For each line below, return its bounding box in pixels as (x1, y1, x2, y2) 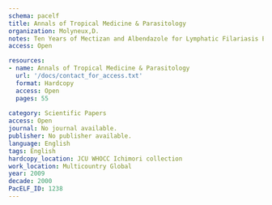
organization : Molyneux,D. (8, 27, 100, 35)
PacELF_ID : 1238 (8, 185, 63, 193)
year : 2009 (8, 169, 45, 178)
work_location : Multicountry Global (8, 162, 132, 170)
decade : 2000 (8, 177, 53, 186)
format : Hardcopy (15, 79, 74, 88)
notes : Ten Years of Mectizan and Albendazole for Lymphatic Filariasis (8, 34, 259, 43)
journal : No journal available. (8, 125, 117, 133)
